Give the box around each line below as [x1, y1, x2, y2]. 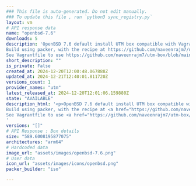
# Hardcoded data [6, 144, 48, 150]
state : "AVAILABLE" [6, 95, 54, 101]
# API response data [6, 25, 57, 31]
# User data [6, 156, 35, 161]
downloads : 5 [6, 36, 38, 42]
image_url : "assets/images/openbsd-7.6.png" [6, 150, 116, 156]
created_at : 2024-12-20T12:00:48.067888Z [6, 68, 108, 74]
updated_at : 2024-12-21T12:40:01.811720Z [6, 74, 108, 80]
